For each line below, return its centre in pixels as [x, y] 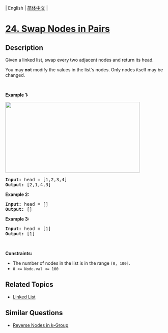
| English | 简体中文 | [27, 8]
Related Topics [29, 285]
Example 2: [17, 195]
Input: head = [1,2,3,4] [36, 179]
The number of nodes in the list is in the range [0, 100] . [72, 263]
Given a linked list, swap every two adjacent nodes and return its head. [79, 60]
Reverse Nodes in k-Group [40, 325]
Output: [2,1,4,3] [28, 185]
